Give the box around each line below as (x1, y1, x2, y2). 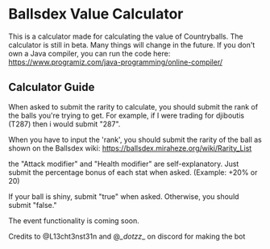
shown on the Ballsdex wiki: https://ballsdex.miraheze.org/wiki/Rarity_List (8, 143, 252, 153)
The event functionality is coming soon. (8, 215, 139, 226)
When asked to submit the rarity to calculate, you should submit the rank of (8, 102, 259, 111)
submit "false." (8, 200, 58, 210)
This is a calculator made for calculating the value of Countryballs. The (8, 31, 243, 41)
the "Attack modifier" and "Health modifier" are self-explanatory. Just (8, 159, 239, 168)
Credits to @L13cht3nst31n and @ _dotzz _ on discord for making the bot (8, 231, 246, 241)
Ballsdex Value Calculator (8, 5, 184, 23)
